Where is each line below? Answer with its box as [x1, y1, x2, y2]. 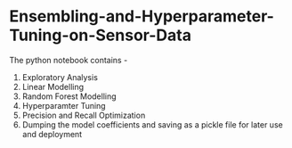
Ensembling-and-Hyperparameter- [9, 6, 274, 27]
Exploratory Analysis [21, 71, 98, 82]
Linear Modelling [21, 81, 85, 92]
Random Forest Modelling [21, 91, 118, 102]
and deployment [21, 128, 83, 139]
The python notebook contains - [9, 54, 128, 65]
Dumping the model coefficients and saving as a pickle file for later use [21, 119, 283, 130]
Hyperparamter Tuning [21, 100, 106, 111]
